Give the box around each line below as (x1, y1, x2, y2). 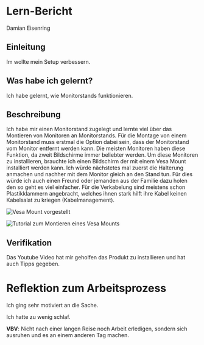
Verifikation (6, 237, 52, 248)
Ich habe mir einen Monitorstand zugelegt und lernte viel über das (6, 126, 172, 133)
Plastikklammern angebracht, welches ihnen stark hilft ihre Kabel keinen (6, 190, 187, 197)
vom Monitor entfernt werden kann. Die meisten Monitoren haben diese (6, 145, 186, 152)
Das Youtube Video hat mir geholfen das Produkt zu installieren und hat (6, 254, 186, 261)
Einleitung (6, 42, 46, 52)
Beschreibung (6, 109, 61, 120)
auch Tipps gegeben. (6, 260, 60, 268)
